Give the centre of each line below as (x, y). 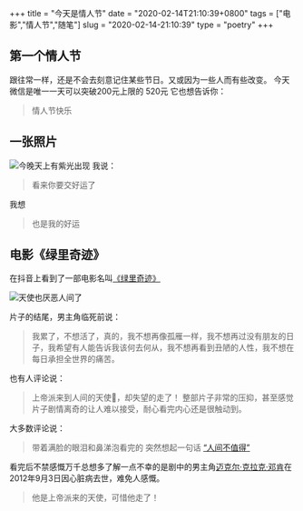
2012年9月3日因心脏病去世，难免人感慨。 (87, 478)
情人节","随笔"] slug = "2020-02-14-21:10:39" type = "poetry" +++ (150, 25)
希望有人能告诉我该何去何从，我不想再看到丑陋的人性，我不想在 (175, 347)
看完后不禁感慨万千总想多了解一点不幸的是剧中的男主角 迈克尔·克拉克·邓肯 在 (151, 467)
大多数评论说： (37, 428)
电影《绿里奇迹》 (57, 255)
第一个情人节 (45, 56)
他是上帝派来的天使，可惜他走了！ (95, 497)
